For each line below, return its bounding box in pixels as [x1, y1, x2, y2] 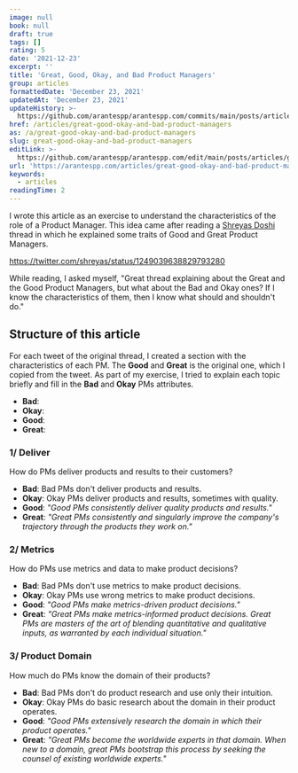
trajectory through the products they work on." [21, 521, 192, 532]
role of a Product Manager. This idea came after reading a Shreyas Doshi [9, 220, 276, 230]
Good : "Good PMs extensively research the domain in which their [21, 715, 262, 726]
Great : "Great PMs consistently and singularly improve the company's [21, 511, 279, 523]
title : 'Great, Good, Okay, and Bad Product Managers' [9, 71, 216, 80]
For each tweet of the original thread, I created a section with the [9, 350, 247, 361]
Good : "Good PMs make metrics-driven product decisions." [21, 599, 241, 610]
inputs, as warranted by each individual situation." [21, 628, 207, 638]
